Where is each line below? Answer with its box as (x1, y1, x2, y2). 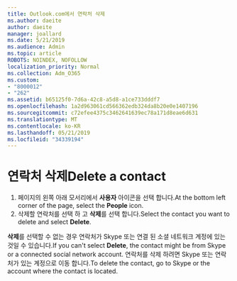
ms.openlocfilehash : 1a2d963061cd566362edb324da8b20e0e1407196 (7, 103, 199, 110)
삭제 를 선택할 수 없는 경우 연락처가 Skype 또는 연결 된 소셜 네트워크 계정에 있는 (7, 232, 226, 241)
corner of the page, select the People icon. (17, 202, 144, 210)
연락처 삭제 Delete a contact (7, 168, 167, 184)
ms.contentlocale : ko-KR (7, 122, 81, 130)
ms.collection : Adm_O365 (7, 70, 81, 77)
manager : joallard (7, 30, 62, 38)
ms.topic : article (7, 50, 62, 57)
